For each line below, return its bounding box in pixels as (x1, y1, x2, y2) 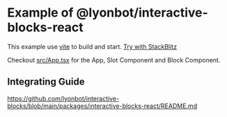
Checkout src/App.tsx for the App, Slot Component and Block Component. (7, 55, 221, 64)
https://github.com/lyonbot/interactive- (7, 94, 120, 102)
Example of (7, 5, 74, 21)
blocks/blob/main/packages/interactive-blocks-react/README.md (7, 102, 197, 110)
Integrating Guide (7, 76, 85, 88)
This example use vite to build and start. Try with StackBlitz (7, 42, 178, 51)
